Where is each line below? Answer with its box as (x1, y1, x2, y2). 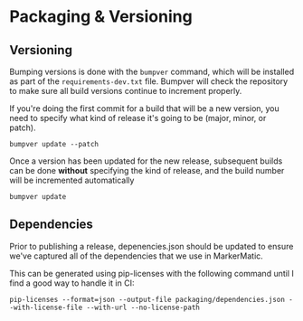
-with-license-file (9, 303, 83, 312)
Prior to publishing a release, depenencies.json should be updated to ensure (9, 241, 294, 251)
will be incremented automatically (9, 175, 135, 185)
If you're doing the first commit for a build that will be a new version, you (9, 103, 280, 114)
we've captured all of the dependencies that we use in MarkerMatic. (9, 250, 264, 261)
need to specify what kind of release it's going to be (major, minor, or (9, 113, 267, 123)
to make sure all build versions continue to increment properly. (9, 86, 242, 96)
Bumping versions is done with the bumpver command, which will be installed (9, 66, 295, 77)
